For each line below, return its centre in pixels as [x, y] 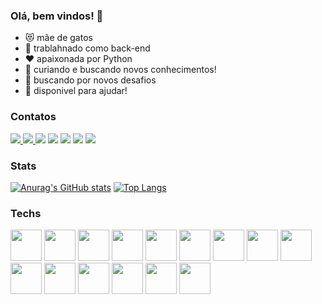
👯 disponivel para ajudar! [76, 91]
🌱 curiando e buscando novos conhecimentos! [120, 70]
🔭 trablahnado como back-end [87, 48]
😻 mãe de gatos [58, 38]
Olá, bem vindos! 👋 [57, 16]
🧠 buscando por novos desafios [90, 80]
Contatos [33, 117]
